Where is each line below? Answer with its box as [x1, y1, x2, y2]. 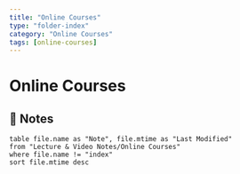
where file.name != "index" [9, 150, 114, 160]
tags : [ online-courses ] [9, 37, 98, 47]
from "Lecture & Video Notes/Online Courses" [9, 143, 180, 152]
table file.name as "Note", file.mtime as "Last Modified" [9, 135, 233, 144]
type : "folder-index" [9, 21, 90, 30]
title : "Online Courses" [9, 12, 101, 22]
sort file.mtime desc [9, 158, 90, 167]
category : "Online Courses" [9, 29, 114, 38]
